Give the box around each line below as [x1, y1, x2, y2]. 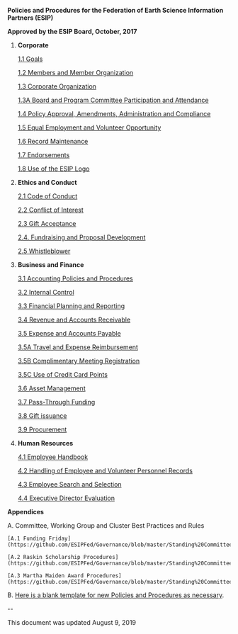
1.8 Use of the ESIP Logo [17, 164, 90, 173]
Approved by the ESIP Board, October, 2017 [7, 28, 137, 35]
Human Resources [17, 439, 74, 447]
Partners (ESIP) [7, 13, 54, 22]
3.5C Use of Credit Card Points [17, 370, 108, 378]
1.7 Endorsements [17, 151, 70, 159]
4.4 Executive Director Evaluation [17, 494, 115, 502]
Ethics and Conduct [17, 179, 77, 186]
